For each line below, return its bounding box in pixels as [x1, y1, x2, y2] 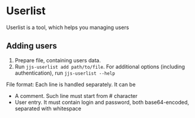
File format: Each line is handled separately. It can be [6, 81, 136, 88]
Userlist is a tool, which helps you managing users [6, 24, 130, 31]
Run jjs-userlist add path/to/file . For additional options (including [14, 63, 185, 70]
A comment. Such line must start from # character [14, 92, 138, 99]
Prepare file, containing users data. [14, 56, 101, 63]
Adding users [6, 41, 58, 51]
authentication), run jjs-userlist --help [14, 69, 115, 76]
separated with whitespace [14, 105, 81, 112]
